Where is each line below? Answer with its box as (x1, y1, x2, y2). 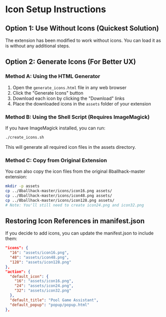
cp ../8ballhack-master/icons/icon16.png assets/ (5, 189, 113, 194)
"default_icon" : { (10, 274, 49, 279)
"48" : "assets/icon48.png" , (10, 255, 70, 260)
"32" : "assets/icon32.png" (14, 288, 72, 294)
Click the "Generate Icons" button (12, 90, 84, 96)
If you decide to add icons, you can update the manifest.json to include (5, 230, 154, 236)
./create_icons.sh (5, 135, 44, 140)
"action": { (5, 269, 30, 274)
